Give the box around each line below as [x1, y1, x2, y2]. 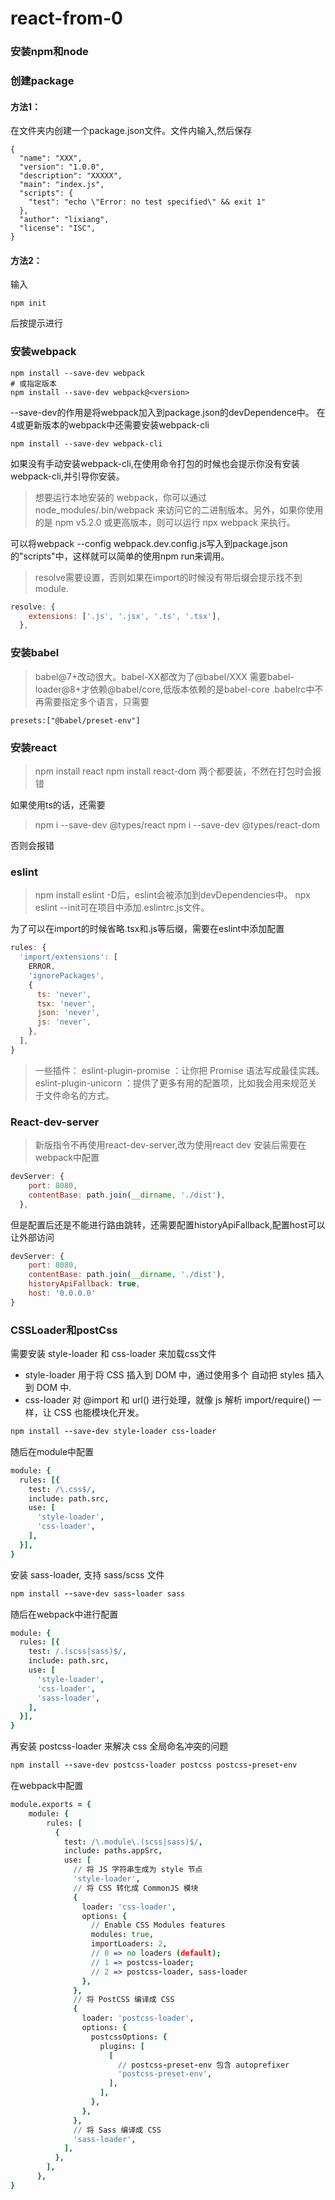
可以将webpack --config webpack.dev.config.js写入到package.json [10, 537, 288, 549]
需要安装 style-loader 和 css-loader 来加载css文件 [10, 1348, 217, 1360]
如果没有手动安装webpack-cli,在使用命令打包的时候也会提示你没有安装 [10, 457, 300, 469]
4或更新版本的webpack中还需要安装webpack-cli [10, 418, 210, 431]
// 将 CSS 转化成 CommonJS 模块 [73, 1883, 199, 1893]
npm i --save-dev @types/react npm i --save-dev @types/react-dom [34, 818, 321, 831]
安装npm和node [10, 45, 89, 59]
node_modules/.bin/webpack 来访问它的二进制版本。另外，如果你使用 [34, 503, 324, 516]
